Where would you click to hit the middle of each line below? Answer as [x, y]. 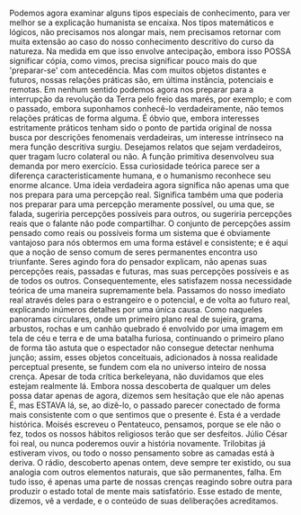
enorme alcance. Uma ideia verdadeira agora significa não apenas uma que [149, 185]
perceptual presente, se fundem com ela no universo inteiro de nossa [138, 367]
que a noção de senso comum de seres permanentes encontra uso [133, 252]
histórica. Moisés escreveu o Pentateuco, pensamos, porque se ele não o [145, 424]
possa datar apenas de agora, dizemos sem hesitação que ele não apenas [147, 396]
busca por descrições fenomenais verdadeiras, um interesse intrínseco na [147, 137]
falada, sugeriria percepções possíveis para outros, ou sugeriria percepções [150, 214]
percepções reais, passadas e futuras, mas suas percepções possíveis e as [149, 271]
